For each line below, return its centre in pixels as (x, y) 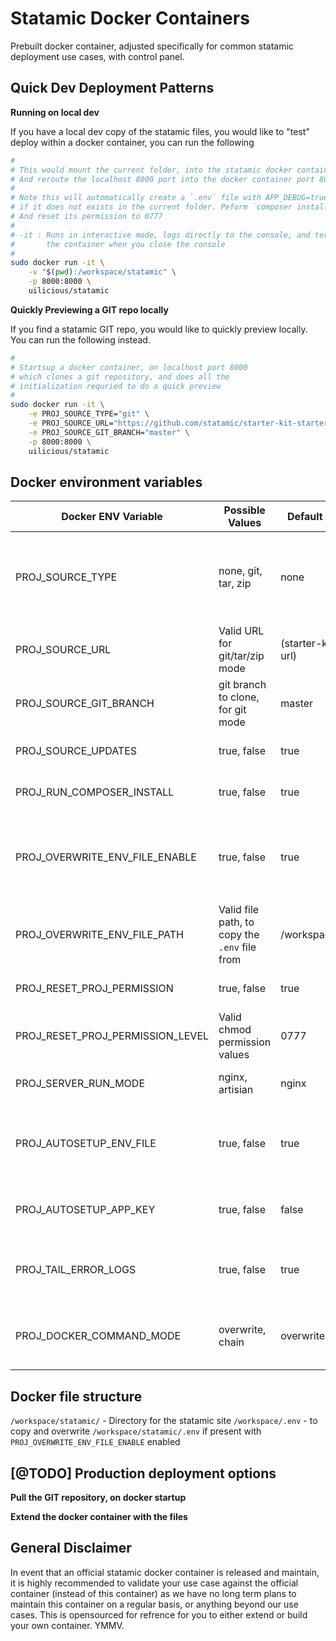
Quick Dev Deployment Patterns (112, 88)
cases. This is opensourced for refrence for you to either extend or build (159, 1614)
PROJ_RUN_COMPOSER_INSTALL (95, 792)
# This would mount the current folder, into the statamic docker (151, 170)
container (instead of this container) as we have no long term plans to (153, 1593)
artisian (236, 1090)
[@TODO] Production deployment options (143, 1473)
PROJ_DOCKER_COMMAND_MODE (98, 1336)
